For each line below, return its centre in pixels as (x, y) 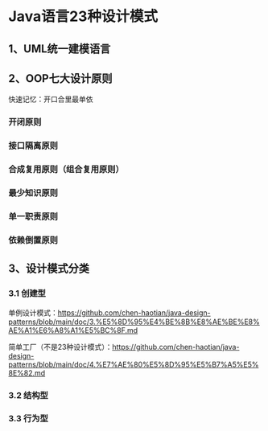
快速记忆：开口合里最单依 (51, 99)
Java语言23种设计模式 (83, 16)
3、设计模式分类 (49, 269)
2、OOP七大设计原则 (60, 78)
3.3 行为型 (28, 419)
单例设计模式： (33, 312)
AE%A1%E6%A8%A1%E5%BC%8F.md (73, 330)
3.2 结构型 (28, 395)
